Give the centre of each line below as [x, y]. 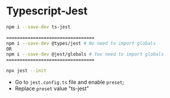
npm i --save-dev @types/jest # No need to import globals [81, 43]
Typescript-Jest [47, 11]
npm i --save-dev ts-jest [38, 27]
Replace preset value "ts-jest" [52, 88]
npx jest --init [26, 71]
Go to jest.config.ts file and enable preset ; [69, 82]
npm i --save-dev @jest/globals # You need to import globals [85, 54]
